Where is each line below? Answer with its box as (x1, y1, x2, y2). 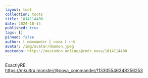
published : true (5, 26, 39, 31)
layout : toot (5, 7, 32, 12)
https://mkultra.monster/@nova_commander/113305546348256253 (5, 67, 143, 73)
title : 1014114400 (5, 16, 43, 21)
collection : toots (5, 12, 43, 17)
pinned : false (5, 35, 35, 40)
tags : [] (5, 30, 23, 35)
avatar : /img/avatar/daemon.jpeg (5, 44, 74, 49)
